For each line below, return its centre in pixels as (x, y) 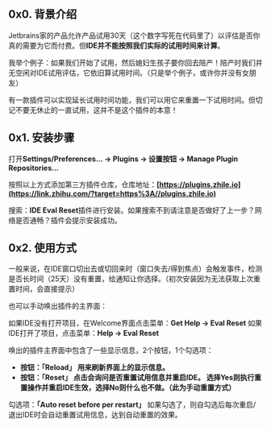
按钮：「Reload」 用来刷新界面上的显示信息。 (94, 367)
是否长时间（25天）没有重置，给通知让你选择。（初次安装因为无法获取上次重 (134, 279)
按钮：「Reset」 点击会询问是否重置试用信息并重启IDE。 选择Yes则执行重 (141, 378)
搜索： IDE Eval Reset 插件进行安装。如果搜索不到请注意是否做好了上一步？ (132, 210)
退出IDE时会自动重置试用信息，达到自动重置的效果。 (96, 415)
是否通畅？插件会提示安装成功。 (68, 220)
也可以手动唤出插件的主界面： (58, 306)
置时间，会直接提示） (44, 289)
